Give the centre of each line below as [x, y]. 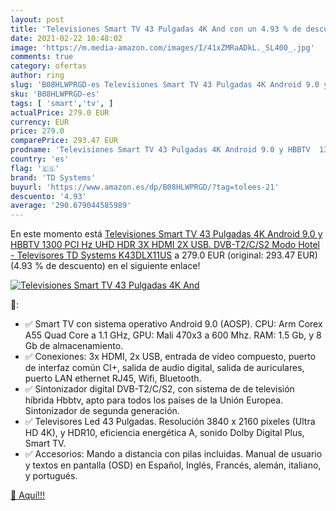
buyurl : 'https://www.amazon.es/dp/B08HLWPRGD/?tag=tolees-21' [145, 187]
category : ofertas [48, 66]
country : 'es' [40, 159]
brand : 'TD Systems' [53, 177]
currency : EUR [40, 122]
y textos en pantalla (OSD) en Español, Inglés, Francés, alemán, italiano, [173, 465]
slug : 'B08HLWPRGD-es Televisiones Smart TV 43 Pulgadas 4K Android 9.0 [165, 85]
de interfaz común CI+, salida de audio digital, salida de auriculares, [164, 368]
